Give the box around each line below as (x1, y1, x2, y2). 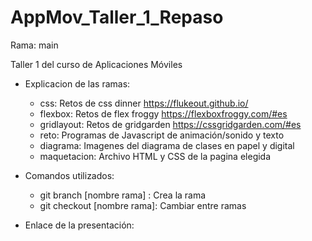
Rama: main (10, 39, 59, 51)
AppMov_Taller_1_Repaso (10, 6, 224, 29)
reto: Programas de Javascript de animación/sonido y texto (39, 129, 285, 141)
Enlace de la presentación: (24, 219, 135, 231)
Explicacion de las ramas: (24, 77, 131, 90)
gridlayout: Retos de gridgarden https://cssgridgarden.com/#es (39, 118, 302, 130)
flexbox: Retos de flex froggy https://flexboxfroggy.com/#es (39, 107, 288, 120)
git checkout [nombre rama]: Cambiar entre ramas (39, 199, 247, 211)
